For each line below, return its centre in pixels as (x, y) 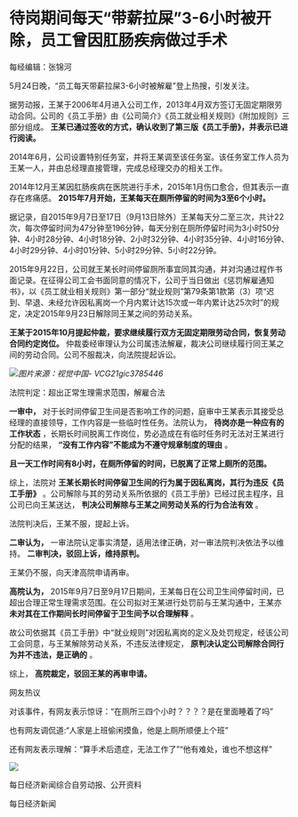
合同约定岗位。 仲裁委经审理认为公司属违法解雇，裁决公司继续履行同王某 (143, 343)
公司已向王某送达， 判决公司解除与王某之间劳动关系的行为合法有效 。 (136, 504)
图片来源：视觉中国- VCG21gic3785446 (91, 373)
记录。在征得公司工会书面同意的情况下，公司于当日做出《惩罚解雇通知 (145, 280)
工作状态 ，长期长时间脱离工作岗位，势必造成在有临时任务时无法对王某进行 (147, 433)
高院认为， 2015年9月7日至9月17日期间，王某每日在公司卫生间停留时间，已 (147, 591)
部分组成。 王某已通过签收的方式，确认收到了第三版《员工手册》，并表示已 (145, 126)
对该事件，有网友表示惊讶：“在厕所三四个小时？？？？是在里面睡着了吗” (141, 711)
